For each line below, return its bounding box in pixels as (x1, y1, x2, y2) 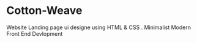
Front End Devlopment (6, 30, 63, 37)
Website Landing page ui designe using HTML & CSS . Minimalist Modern (6, 24, 191, 31)
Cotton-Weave (6, 4, 83, 18)
